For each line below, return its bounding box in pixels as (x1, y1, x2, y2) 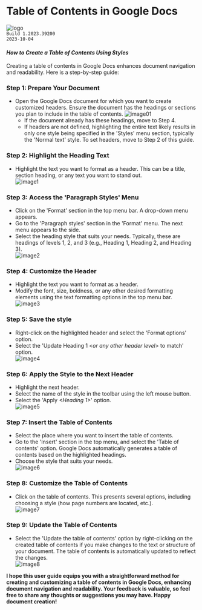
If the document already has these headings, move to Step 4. (24, 117, 177, 124)
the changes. (15, 554, 48, 561)
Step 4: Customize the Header (6, 267, 97, 275)
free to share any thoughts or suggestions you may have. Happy (6, 591, 171, 598)
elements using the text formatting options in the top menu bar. (15, 294, 172, 301)
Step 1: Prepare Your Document (6, 84, 100, 92)
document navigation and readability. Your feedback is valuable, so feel (6, 585, 191, 592)
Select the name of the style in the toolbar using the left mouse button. (15, 390, 192, 397)
